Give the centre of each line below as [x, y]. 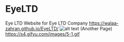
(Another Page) [96, 28]
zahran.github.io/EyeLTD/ [32, 28]
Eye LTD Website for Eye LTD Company [47, 23]
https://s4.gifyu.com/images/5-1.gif [43, 34]
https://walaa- [104, 23]
